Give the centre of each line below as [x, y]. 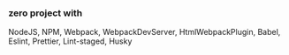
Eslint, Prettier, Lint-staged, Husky [70, 41]
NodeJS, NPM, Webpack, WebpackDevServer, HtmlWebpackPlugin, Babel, [144, 32]
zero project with [46, 13]
